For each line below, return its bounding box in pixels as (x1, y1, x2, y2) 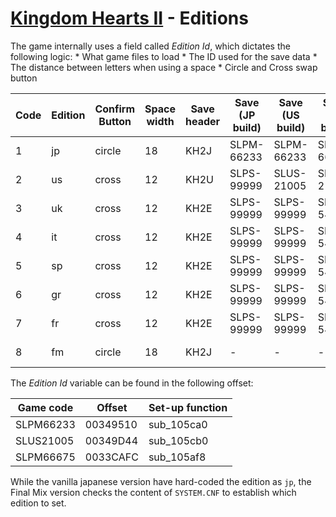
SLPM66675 (15, 450, 76, 464)
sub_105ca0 (148, 417, 208, 431)
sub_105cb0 (148, 433, 209, 447)
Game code (17, 400, 74, 414)
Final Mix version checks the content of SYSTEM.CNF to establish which (10, 486, 297, 498)
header (185, 114, 221, 128)
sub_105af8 (148, 450, 207, 464)
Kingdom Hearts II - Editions (10, 7, 249, 30)
